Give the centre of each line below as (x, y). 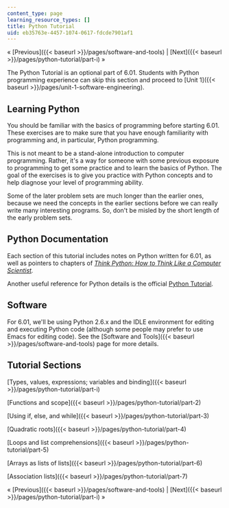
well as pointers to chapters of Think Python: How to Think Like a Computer (114, 263)
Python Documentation (58, 239)
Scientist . (20, 270)
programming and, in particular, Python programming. (83, 140)
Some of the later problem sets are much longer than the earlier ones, (106, 196)
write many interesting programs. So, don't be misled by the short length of (113, 211)
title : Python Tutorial (41, 26)
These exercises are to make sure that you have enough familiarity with (108, 133)
